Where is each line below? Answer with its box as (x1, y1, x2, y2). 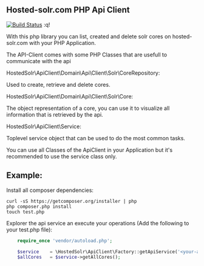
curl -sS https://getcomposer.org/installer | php (6, 198, 137, 204)
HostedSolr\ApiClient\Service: (6, 123, 82, 130)
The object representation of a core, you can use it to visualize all (6, 104, 170, 112)
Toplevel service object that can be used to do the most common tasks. (6, 134, 185, 142)
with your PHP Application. (29, 39, 96, 46)
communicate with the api (6, 57, 71, 64)
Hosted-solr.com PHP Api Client (6, 5, 130, 15)
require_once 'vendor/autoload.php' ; (17, 237, 113, 244)
